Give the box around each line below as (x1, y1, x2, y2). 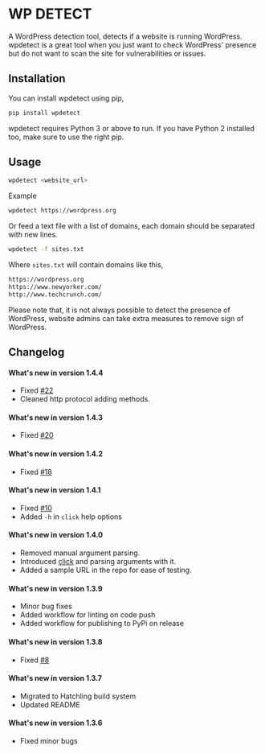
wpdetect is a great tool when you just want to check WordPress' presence (8, 39, 257, 49)
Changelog (8, 345, 65, 359)
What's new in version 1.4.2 (8, 449, 103, 459)
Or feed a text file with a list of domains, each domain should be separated (8, 221, 255, 231)
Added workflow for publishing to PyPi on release (19, 619, 185, 628)
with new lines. (8, 230, 58, 240)
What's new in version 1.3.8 (8, 637, 103, 646)
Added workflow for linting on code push (19, 610, 156, 620)
